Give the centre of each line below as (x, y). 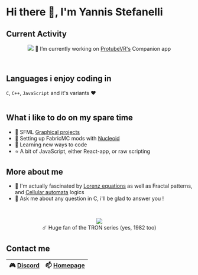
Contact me (28, 248)
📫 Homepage (65, 266)
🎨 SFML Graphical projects (47, 132)
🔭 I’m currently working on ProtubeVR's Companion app (103, 49)
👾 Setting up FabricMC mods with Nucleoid (67, 138)
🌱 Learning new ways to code (51, 145)
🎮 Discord (25, 266)
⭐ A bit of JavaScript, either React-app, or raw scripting (82, 151)
